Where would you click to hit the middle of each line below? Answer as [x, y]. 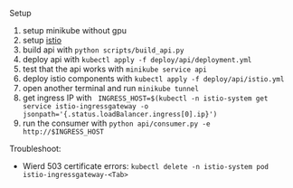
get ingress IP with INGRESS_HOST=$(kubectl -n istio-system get [145, 98]
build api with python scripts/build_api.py [103, 50]
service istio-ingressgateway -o [85, 107]
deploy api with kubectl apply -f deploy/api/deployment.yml [137, 59]
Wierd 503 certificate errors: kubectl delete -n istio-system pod [146, 166]
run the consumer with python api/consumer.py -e [116, 123]
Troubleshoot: [35, 149]
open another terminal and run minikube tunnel [110, 88]
